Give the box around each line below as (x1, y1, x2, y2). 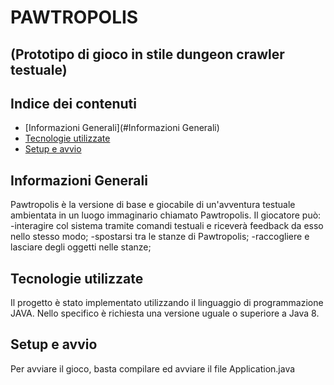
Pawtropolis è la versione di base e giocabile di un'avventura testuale (10, 199, 296, 211)
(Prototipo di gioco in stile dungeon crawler (10, 46, 285, 63)
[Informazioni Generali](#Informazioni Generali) (24, 122, 220, 134)
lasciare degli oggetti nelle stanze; (10, 241, 152, 253)
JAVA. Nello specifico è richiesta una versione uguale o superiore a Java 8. (10, 307, 320, 320)
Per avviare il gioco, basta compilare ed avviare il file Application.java (10, 362, 296, 375)
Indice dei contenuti (10, 95, 137, 112)
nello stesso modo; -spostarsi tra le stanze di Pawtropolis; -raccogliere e (10, 231, 310, 243)
